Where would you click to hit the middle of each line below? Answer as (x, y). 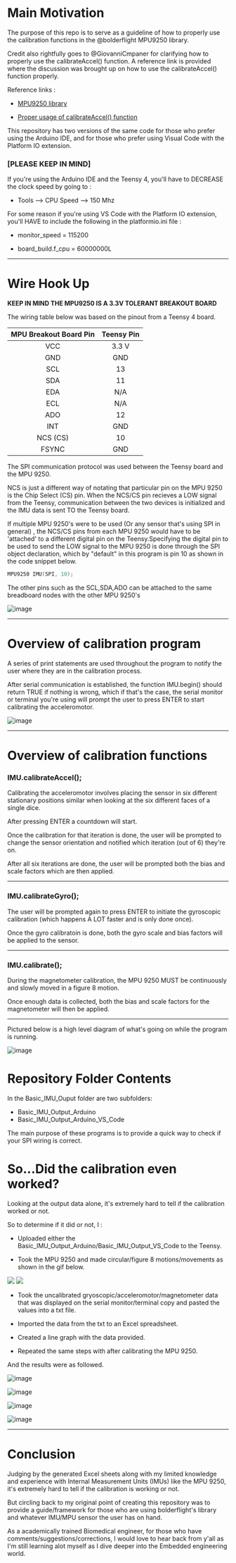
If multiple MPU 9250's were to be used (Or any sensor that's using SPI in (114, 524)
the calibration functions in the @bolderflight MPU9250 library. (98, 39)
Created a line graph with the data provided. (81, 1337)
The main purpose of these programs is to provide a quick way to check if (114, 1133)
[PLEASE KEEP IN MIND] (49, 163)
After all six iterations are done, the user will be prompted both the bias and (116, 864)
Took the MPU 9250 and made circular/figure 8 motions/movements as (120, 1259)
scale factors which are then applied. (61, 871)
